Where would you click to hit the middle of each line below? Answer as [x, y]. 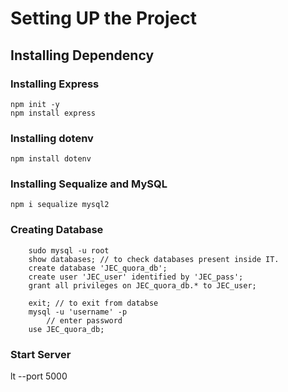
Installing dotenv [52, 138]
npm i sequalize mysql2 [60, 205]
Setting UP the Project [103, 18]
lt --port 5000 [39, 376]
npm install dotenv [51, 159]
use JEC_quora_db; [66, 329]
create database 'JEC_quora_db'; [98, 268]
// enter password [84, 320]
